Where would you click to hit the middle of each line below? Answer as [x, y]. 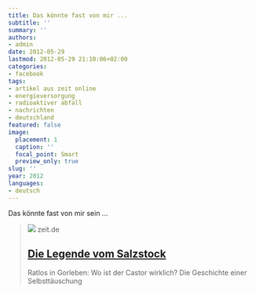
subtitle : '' [29, 23]
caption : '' [35, 147]
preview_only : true [47, 162]
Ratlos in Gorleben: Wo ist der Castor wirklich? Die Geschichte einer [137, 273]
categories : [27, 67]
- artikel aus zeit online [52, 88]
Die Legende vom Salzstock [97, 254]
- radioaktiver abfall [45, 103]
